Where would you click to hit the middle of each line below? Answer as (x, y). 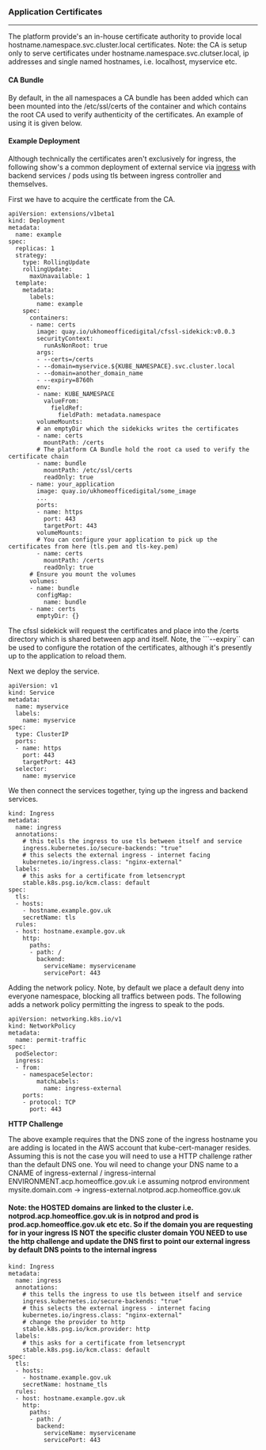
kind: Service (32, 693)
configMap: (55, 595)
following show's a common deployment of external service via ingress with (132, 167)
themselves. (28, 184)
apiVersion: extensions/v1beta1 (61, 214)
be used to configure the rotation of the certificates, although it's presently (130, 647)
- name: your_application (72, 484)
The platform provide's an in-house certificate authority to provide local (125, 36)
